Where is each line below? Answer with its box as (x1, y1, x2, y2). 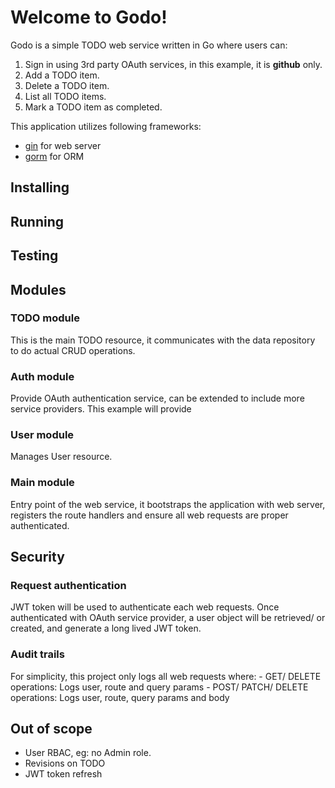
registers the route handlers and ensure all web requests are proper (10, 509, 289, 521)
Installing (10, 179, 70, 196)
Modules (10, 281, 67, 298)
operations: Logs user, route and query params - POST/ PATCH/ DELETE (10, 681, 309, 693)
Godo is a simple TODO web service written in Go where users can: (10, 39, 288, 51)
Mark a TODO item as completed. (24, 101, 163, 113)
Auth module (10, 369, 75, 383)
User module (10, 428, 75, 442)
